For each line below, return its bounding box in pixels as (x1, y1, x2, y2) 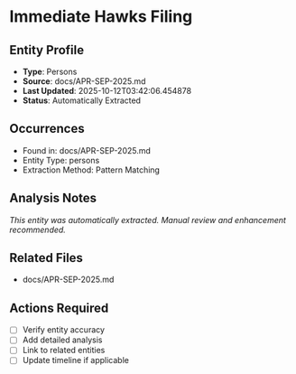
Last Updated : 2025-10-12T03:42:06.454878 (22, 86, 192, 96)
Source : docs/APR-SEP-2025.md (22, 76, 146, 87)
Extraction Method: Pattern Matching (22, 164, 161, 175)
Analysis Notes (9, 191, 97, 206)
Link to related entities (22, 345, 106, 356)
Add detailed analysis (22, 334, 103, 345)
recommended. (9, 224, 66, 235)
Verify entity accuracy (22, 324, 106, 335)
